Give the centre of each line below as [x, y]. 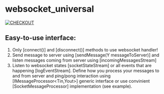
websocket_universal [50, 9]
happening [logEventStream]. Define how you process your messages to [86, 70]
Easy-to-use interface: [41, 38]
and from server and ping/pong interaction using [61, 76]
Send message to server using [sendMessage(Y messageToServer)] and [86, 55]
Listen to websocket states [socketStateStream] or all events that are [82, 65]
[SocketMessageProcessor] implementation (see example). [72, 86]
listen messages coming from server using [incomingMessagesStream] [84, 60]
